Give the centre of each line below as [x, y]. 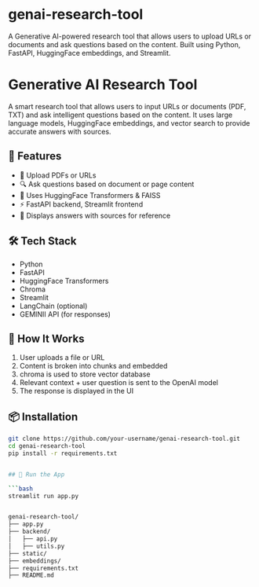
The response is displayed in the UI [77, 391]
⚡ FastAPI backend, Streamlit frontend [81, 204]
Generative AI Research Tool [103, 85]
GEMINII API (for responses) [65, 314]
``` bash [21, 489]
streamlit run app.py [44, 496]
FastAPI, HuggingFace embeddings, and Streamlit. [89, 53]
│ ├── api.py [33, 539]
